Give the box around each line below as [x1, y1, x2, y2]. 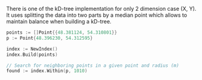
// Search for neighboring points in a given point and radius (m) [6, 63, 180, 69]
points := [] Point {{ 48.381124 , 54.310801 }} [6, 29, 118, 35]
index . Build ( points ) [6, 51, 58, 58]
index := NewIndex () [6, 46, 58, 52]
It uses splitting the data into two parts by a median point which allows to [6, 11, 188, 19]
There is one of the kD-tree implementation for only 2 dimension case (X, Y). [6, 5, 197, 12]
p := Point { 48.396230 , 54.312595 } [6, 35, 93, 41]
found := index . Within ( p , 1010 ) [6, 68, 87, 74]
